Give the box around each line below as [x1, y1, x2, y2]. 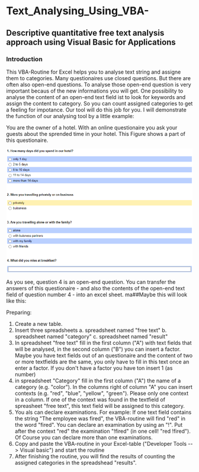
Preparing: [6, 309, 32, 316]
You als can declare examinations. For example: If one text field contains [14, 408, 192, 416]
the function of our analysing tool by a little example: [6, 112, 134, 119]
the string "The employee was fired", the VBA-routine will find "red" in [14, 414, 185, 422]
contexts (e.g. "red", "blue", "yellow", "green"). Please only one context [14, 389, 189, 397]
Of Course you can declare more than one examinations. [14, 433, 153, 441]
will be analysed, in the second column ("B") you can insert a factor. [14, 346, 181, 353]
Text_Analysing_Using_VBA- [6, 4, 149, 18]
